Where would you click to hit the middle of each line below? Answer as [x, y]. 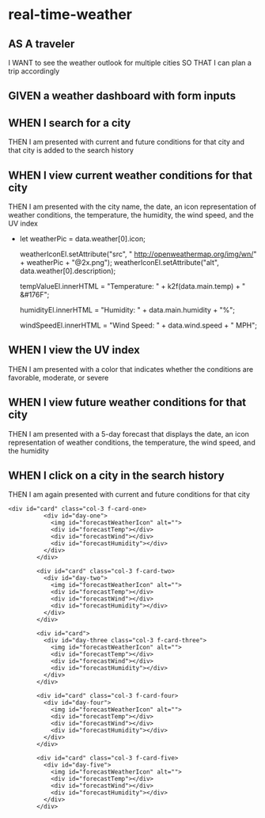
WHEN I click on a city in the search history [116, 476]
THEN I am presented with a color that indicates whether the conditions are [131, 369]
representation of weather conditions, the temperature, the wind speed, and [132, 442]
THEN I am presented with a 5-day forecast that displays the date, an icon [129, 434]
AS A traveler [42, 44]
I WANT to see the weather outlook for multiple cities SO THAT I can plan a [130, 62]
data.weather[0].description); [68, 271]
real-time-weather [70, 15]
